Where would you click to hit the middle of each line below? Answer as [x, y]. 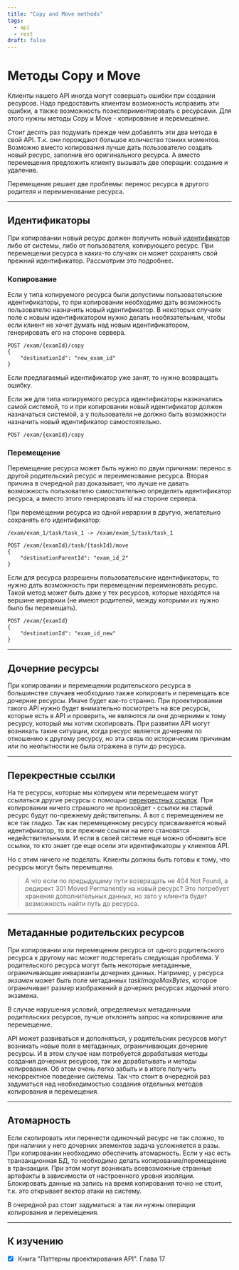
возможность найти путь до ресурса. [82, 904]
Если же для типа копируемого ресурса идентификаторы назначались [115, 399]
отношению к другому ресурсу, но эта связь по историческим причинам [119, 739]
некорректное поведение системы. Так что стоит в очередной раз [109, 1076]
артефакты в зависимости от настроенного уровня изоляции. [101, 1176]
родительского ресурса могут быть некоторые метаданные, [100, 965]
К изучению [36, 1242]
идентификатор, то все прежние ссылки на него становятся [99, 831]
